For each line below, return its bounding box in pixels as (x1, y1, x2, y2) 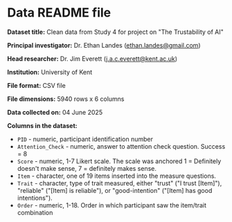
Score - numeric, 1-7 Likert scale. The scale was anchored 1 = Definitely (17, 157, 222, 165)
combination (17, 208, 53, 216)
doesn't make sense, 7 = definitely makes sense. (17, 164, 157, 172)
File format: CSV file (7, 81, 66, 89)
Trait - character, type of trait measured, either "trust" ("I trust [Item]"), (17, 178, 222, 187)
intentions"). (17, 194, 53, 202)
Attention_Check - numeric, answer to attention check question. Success (17, 142, 226, 150)
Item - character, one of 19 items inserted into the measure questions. (17, 172, 217, 180)
